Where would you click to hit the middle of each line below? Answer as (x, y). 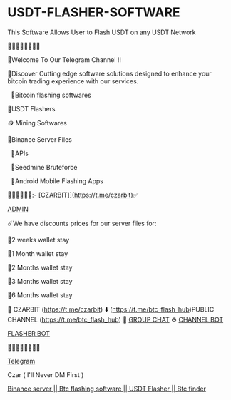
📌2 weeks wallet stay (38, 240)
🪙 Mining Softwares (37, 123)
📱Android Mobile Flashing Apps (57, 181)
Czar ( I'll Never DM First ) (46, 374)
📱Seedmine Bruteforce (44, 167)
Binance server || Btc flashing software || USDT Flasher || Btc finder (107, 389)
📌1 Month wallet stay (38, 253)
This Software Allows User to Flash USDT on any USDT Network (102, 32)
